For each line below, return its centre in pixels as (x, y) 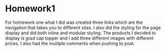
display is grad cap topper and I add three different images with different (80, 38)
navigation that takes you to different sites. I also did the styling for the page (83, 27)
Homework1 (30, 9)
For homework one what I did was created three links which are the (74, 22)
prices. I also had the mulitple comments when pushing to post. (70, 43)
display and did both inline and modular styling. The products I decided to (81, 33)
